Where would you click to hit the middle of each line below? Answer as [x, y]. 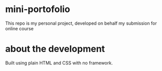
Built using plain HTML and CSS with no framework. [59, 63]
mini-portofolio [38, 9]
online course [19, 28]
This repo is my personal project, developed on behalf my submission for [81, 23]
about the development [55, 49]
